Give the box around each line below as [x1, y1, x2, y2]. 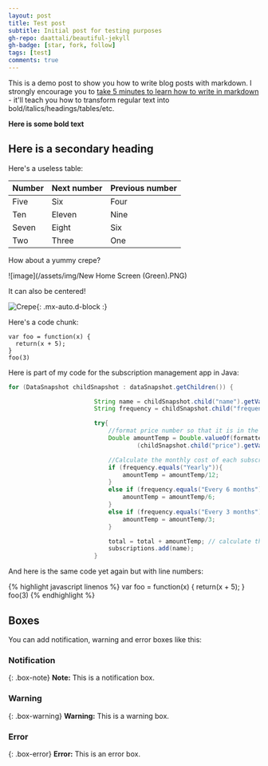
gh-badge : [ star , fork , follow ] [8, 42, 116, 50]
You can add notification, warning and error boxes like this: [8, 635, 202, 644]
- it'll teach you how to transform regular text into [8, 95, 170, 105]
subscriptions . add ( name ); [108, 545, 195, 553]
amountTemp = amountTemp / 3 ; [122, 515, 216, 523]
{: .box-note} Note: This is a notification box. [8, 673, 156, 683]
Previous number [110, 182, 177, 193]
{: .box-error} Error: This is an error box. [8, 748, 141, 759]
